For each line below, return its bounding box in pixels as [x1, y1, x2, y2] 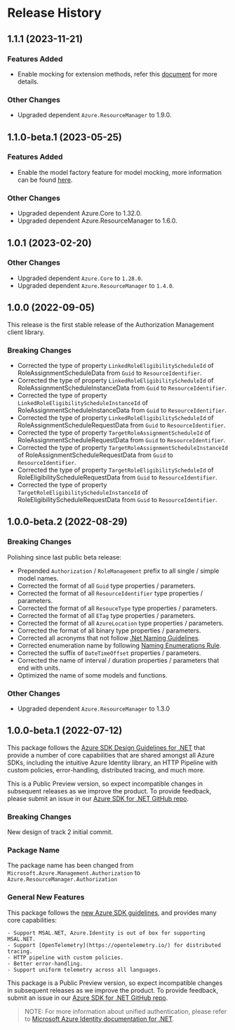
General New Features [7, 892, 85, 902]
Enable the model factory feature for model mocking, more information [17, 168, 222, 176]
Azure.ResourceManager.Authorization [7, 876, 118, 883]
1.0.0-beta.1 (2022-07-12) [7, 725, 123, 737]
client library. [7, 328, 45, 336]
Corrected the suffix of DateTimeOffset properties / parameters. [17, 648, 201, 657]
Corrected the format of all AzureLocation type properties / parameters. [17, 619, 224, 627]
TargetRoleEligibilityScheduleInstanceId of [17, 488, 149, 496]
